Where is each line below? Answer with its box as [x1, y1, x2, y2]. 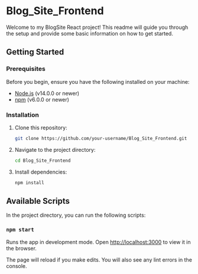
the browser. [6, 244, 37, 252]
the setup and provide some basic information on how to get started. [6, 30, 173, 37]
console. [6, 262, 28, 269]
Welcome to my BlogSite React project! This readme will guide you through [6, 24, 189, 31]
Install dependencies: [14, 168, 67, 175]
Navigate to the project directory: [14, 146, 96, 153]
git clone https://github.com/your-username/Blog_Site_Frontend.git [14, 135, 187, 141]
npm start [6, 226, 34, 233]
